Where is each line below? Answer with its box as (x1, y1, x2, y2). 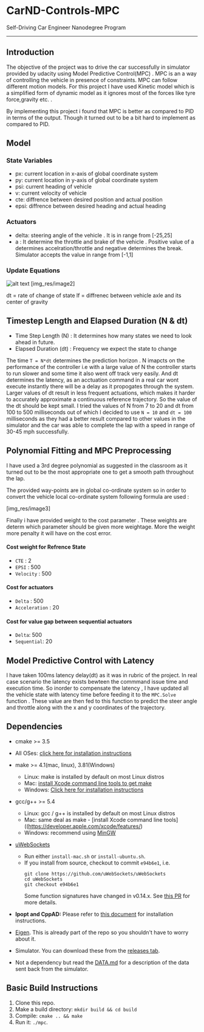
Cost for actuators (6, 584, 53, 591)
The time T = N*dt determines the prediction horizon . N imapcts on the (6, 357, 185, 364)
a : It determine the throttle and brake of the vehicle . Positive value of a (15, 238, 194, 245)
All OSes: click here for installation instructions (15, 749, 132, 757)
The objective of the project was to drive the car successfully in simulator (6, 63, 190, 71)
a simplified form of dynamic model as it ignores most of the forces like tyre (6, 89, 195, 96)
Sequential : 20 (15, 637, 53, 645)
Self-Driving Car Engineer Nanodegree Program (6, 24, 126, 31)
